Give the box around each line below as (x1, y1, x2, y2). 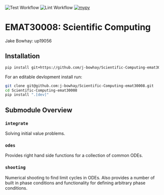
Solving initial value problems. (5, 130, 65, 136)
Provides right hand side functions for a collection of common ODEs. (5, 152, 143, 158)
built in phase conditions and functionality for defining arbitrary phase (5, 180, 145, 186)
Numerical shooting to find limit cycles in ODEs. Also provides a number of (5, 174, 155, 180)
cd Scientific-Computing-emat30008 (5, 88, 78, 93)
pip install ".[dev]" (5, 92, 49, 97)
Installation (5, 52, 40, 61)
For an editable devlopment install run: (5, 74, 82, 80)
